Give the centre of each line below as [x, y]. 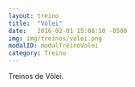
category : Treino [37, 53]
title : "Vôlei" [35, 23]
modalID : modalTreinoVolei [53, 46]
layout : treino [34, 16]
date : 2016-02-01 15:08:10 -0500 [68, 31]
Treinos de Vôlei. [36, 76]
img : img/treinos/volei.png [55, 38]
